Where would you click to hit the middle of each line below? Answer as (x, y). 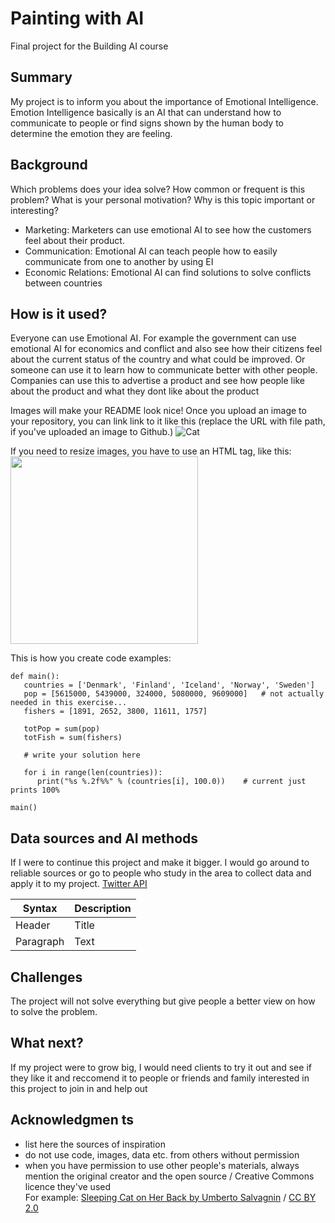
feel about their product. (74, 240)
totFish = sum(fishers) (73, 738)
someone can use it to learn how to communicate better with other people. (164, 370)
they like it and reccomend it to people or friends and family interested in (160, 1078)
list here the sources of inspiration (95, 1144)
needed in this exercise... (69, 703)
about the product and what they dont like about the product (135, 391)
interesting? (34, 210)
